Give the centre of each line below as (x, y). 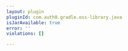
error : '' (19, 28)
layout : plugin (25, 12)
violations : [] (25, 34)
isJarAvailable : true (33, 23)
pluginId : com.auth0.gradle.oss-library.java (64, 17)
